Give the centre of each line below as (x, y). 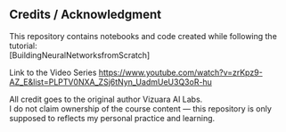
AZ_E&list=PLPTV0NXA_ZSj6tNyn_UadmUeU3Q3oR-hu (110, 82)
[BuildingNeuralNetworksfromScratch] (80, 55)
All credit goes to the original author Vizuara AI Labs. (106, 99)
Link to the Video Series (53, 72)
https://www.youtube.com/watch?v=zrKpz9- (180, 72)
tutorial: (23, 45)
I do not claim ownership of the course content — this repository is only (140, 108)
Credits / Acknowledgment (86, 15)
